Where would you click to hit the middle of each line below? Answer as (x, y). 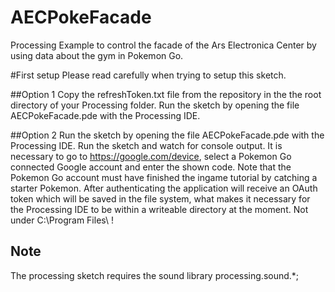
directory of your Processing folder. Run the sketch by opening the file (155, 105)
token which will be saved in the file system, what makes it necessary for (160, 198)
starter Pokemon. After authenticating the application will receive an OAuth (164, 188)
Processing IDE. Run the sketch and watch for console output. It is (146, 145)
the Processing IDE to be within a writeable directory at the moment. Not (159, 209)
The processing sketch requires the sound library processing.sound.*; (155, 275)
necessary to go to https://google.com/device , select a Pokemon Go (151, 156)
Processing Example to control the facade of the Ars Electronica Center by (163, 45)
